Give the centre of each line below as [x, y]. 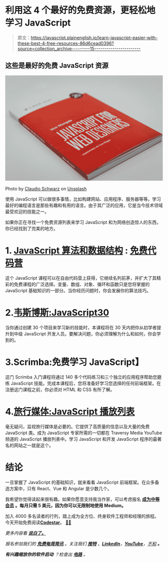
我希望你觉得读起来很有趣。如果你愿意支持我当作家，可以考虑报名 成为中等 [82, 499]
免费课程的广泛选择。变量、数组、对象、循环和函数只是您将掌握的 [82, 284]
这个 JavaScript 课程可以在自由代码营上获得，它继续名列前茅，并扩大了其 [81, 278]
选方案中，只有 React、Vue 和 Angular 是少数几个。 [58, 488]
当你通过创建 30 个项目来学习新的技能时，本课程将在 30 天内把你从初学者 [81, 327]
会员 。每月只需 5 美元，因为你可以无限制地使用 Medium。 [66, 505]
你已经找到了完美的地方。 [31, 228]
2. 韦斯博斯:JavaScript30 [57, 313]
